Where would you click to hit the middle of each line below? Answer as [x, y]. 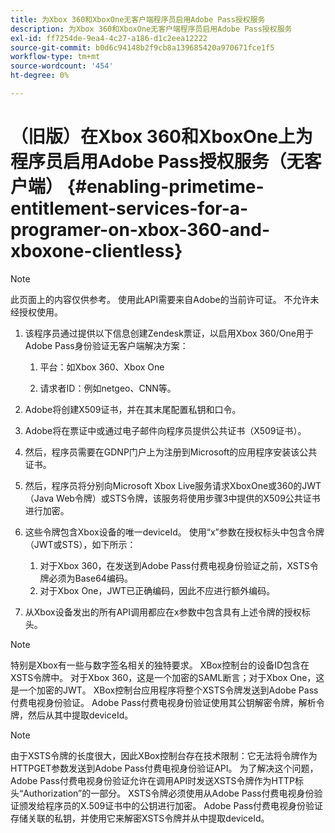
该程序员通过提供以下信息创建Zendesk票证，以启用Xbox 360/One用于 [169, 333]
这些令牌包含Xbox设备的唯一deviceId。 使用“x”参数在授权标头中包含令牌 [174, 532]
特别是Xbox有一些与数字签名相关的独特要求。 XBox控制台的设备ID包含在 [160, 665]
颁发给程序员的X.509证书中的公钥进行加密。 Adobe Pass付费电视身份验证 [171, 805]
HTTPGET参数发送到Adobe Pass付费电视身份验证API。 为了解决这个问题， [164, 768]
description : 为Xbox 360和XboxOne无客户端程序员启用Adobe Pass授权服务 [151, 29]
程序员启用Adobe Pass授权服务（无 [157, 162]
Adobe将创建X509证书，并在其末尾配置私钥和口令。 [133, 409]
